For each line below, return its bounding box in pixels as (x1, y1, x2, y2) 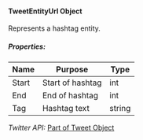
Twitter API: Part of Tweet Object (8, 123, 115, 133)
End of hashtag (42, 90, 99, 101)
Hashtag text (42, 103, 90, 114)
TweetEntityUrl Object (8, 6, 82, 16)
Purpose (56, 64, 89, 75)
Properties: (8, 42, 46, 51)
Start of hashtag (42, 77, 102, 88)
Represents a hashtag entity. (8, 24, 101, 33)
